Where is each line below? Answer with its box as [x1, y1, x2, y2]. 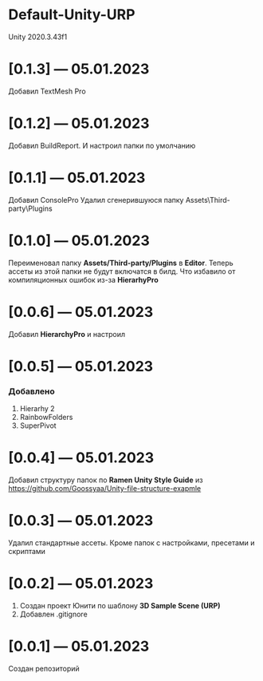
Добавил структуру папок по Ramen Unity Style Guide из [8, 475, 203, 485]
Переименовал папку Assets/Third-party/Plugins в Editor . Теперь [8, 258, 234, 267]
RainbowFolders [19, 413, 73, 422]
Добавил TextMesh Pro [8, 86, 86, 96]
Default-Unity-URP [8, 6, 135, 24]
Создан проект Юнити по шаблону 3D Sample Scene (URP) [19, 600, 221, 610]
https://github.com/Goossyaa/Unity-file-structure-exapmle [8, 484, 202, 493]
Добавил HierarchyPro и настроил [8, 329, 126, 339]
